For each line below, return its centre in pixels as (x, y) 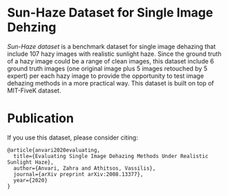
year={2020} (31, 180)
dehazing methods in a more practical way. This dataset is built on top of (111, 83)
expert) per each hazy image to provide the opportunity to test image (106, 76)
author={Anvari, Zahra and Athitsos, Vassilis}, (85, 168)
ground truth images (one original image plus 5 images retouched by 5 (107, 68)
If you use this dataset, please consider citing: (73, 137)
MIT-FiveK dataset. (34, 90)
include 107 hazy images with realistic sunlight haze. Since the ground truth (114, 54)
